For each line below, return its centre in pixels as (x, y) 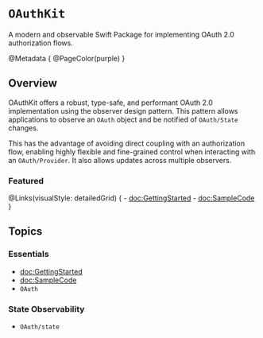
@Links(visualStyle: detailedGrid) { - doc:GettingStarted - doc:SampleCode (131, 198)
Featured (26, 181)
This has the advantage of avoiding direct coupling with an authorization (127, 143)
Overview (33, 83)
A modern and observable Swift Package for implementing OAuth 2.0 (121, 34)
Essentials (29, 254)
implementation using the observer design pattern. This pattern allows (123, 111)
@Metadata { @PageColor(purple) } (67, 58)
